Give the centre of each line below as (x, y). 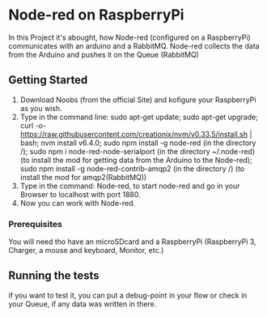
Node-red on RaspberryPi (96, 15)
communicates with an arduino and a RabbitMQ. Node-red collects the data (134, 45)
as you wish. (41, 108)
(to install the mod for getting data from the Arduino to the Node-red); (136, 160)
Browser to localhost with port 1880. (81, 194)
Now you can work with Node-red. (78, 203)
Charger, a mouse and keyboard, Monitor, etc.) (86, 251)
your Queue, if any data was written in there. (83, 304)
